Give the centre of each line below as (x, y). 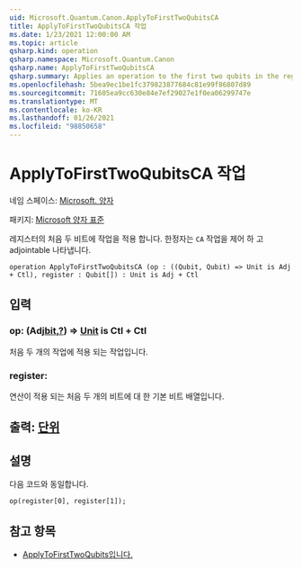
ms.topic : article (44, 43)
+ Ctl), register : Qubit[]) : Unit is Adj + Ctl (104, 275)
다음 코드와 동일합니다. (49, 484)
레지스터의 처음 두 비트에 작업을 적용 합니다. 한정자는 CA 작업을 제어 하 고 (137, 239)
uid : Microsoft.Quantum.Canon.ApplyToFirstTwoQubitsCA (114, 18)
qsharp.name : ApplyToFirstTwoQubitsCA (82, 68)
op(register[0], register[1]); (68, 501)
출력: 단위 (35, 427)
